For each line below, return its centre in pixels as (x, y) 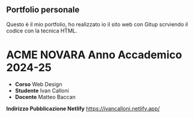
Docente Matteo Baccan (45, 97)
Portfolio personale (43, 10)
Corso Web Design (38, 84)
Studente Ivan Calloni (42, 90)
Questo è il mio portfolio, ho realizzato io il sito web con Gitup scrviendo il (97, 24)
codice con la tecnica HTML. (42, 31)
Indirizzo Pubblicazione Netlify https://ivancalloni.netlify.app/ (83, 108)
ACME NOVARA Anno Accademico (94, 55)
